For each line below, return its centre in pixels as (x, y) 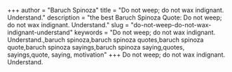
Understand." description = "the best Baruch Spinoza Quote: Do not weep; (115, 17)
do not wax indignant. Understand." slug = (68, 25)
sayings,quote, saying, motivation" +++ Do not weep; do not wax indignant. (116, 55)
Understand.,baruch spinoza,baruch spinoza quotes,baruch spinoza (105, 40)
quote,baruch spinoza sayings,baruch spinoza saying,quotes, (96, 47)
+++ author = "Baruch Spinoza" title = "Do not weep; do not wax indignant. (116, 10)
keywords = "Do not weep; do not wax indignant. (145, 32)
